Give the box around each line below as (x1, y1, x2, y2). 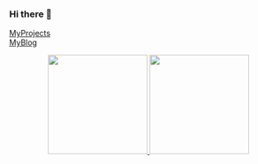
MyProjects (9, 28, 51, 39)
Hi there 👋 (9, 8, 53, 20)
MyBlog (9, 37, 38, 48)
